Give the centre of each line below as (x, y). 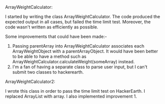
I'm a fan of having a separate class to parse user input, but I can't (80, 67)
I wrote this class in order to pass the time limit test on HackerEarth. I (75, 91)
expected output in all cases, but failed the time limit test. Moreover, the (78, 22)
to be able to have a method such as (49, 56)
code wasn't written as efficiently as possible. (52, 27)
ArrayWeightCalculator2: (30, 81)
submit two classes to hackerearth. (48, 72)
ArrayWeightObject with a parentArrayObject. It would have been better (85, 51)
